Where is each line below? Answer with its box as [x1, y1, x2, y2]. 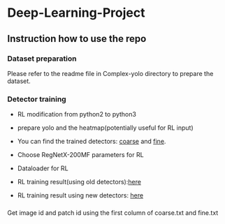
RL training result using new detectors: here [17, 191, 144, 200]
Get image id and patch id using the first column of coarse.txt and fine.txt [7, 209, 219, 217]
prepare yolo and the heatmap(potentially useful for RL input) [17, 124, 194, 132]
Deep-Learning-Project [7, 5, 145, 21]
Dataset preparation [7, 54, 77, 64]
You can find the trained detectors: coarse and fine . [17, 137, 166, 146]
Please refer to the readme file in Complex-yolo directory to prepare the [7, 69, 214, 77]
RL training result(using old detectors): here [17, 178, 142, 186]
